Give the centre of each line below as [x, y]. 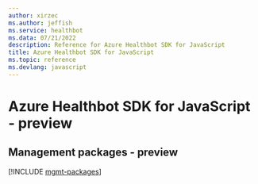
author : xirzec [33, 15]
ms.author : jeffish [40, 23]
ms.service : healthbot [46, 30]
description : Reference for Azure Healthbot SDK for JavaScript [117, 45]
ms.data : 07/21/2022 [42, 38]
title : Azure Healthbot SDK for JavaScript [81, 52]
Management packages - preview [93, 153]
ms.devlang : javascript [48, 67]
